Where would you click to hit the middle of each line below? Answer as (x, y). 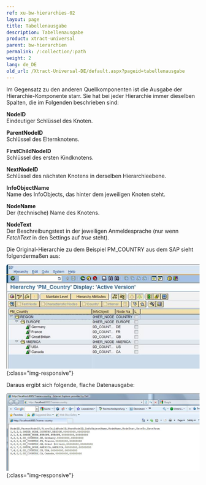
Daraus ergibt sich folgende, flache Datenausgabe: (71, 385)
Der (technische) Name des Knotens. (53, 212)
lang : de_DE (21, 64)
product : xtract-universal (41, 39)
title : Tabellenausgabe (37, 26)
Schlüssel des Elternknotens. (43, 139)
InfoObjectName (28, 187)
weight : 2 (19, 58)
